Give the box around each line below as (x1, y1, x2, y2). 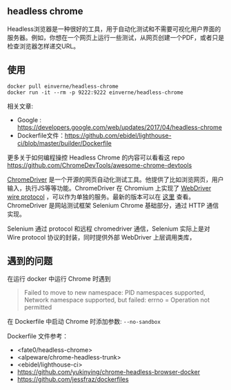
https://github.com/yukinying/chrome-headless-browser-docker (17, 368, 201, 376)
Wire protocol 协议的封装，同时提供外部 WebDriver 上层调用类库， (7, 233, 196, 241)
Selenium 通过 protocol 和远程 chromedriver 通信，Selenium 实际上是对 (7, 224, 210, 233)
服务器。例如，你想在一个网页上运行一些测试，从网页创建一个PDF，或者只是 (7, 33, 225, 41)
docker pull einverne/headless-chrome (7, 83, 119, 90)
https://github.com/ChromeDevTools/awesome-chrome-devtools (7, 161, 192, 169)
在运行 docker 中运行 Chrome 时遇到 (7, 275, 111, 283)
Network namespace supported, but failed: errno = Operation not (23, 296, 210, 304)
